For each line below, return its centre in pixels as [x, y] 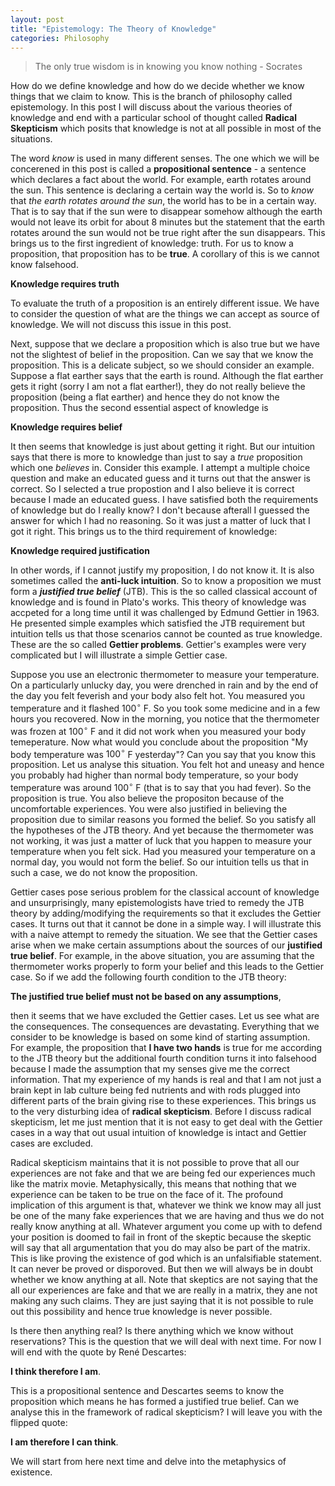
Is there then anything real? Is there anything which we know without [152, 1330]
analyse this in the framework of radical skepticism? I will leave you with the [166, 1412]
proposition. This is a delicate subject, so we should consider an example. [162, 365]
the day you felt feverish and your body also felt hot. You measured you [157, 696]
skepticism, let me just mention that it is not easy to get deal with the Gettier [166, 1122]
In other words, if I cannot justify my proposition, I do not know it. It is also [162, 570]
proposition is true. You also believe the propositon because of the [147, 798]
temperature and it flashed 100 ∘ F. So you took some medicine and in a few [165, 708]
